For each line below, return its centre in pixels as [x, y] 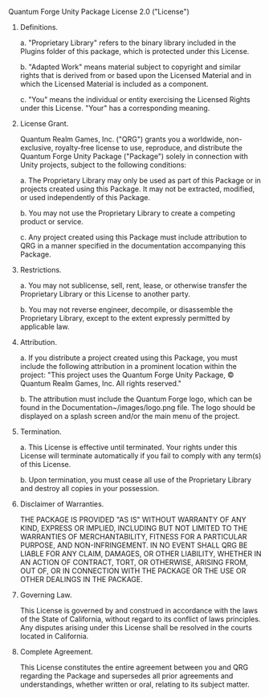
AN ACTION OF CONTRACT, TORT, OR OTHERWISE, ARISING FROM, [134, 562]
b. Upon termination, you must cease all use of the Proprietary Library [135, 480]
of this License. [45, 464]
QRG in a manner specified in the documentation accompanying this [133, 246]
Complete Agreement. [57, 652]
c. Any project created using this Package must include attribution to [133, 237]
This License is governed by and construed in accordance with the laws [139, 611]
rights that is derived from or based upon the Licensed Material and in [135, 75]
